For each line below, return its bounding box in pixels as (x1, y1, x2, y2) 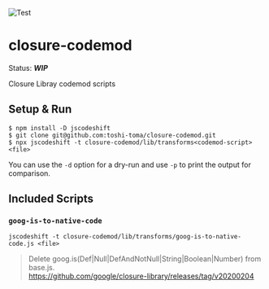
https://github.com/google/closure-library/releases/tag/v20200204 (28, 271, 254, 281)
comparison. (8, 168, 51, 178)
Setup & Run (8, 103, 72, 116)
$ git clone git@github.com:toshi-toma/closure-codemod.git (8, 131, 217, 139)
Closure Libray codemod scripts (8, 78, 116, 89)
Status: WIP (8, 63, 49, 72)
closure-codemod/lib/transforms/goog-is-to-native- (63, 233, 242, 241)
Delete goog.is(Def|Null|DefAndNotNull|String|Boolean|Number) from (28, 254, 262, 264)
